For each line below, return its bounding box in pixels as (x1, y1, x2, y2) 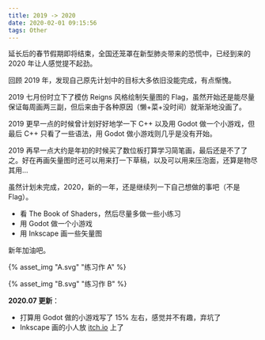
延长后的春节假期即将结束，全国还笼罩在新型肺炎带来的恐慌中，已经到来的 (8, 49, 251, 59)
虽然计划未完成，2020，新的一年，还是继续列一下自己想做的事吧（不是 (8, 183, 240, 192)
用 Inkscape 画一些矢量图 (19, 229, 103, 238)
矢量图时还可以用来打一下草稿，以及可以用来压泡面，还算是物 (49, 156, 251, 165)
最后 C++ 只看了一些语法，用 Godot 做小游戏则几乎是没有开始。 (8, 129, 217, 138)
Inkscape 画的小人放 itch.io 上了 (19, 323, 124, 332)
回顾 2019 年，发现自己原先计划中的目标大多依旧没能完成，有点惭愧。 (8, 76, 236, 85)
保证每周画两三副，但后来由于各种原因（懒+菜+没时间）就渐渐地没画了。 (8, 102, 247, 111)
